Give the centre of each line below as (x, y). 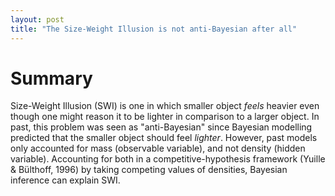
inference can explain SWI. (65, 180)
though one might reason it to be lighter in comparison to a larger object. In (165, 117)
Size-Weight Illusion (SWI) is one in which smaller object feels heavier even (165, 106)
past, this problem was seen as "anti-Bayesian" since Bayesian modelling (161, 127)
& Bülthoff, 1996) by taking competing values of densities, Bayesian (149, 170)
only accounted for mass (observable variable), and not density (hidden (158, 148)
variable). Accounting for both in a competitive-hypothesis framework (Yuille (168, 159)
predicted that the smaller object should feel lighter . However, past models (164, 138)
